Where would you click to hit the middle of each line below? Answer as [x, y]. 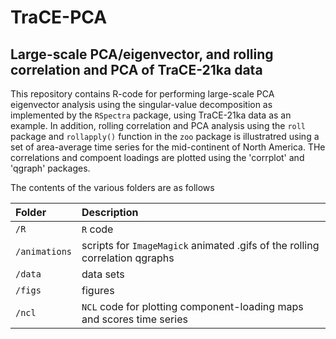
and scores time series [134, 319]
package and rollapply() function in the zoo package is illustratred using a [165, 136]
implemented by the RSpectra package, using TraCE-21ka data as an [151, 115]
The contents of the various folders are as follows [112, 187]
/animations [44, 251]
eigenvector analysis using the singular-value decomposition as [141, 104]
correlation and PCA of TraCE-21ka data [136, 69]
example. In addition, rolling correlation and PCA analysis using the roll [158, 125]
